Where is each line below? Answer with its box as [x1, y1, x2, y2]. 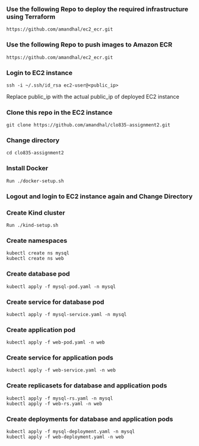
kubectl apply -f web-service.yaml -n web [6, 367, 116, 373]
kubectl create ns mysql [6, 250, 70, 256]
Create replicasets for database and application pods [6, 381, 167, 390]
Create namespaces [6, 236, 68, 245]
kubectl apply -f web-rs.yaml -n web [6, 400, 103, 407]
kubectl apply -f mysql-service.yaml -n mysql [6, 311, 127, 317]
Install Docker [6, 164, 49, 173]
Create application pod [6, 325, 76, 334]
